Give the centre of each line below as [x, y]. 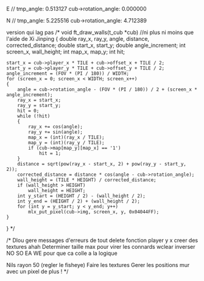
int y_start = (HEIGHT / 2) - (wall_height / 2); [82, 196]
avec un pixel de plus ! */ [37, 271]
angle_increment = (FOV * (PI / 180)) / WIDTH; [68, 74]
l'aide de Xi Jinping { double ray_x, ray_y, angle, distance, [78, 39]
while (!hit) [34, 116]
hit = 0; [28, 111]
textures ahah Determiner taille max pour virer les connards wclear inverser [101, 247]
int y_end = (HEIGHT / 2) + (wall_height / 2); [79, 201]
